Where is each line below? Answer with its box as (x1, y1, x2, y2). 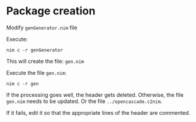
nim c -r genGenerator (6, 47, 63, 53)
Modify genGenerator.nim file (6, 24, 78, 31)
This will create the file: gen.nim (6, 57, 84, 65)
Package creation (6, 4, 96, 18)
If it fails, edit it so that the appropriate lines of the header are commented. (6, 109, 191, 116)
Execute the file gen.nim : (6, 69, 67, 76)
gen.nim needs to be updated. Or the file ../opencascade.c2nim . (6, 97, 162, 105)
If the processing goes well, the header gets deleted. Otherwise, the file (6, 91, 184, 98)
